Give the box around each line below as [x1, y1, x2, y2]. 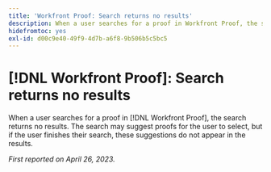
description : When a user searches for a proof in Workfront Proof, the [8, 19, 258, 27]
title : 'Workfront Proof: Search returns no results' [8, 11, 194, 20]
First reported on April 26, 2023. [8, 154, 115, 164]
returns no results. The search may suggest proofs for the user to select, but [8, 122, 263, 132]
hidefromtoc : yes [8, 27, 67, 35]
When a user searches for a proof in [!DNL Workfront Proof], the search [8, 113, 247, 123]
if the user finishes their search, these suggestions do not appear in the [8, 130, 246, 140]
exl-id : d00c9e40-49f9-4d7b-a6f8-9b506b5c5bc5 [8, 34, 168, 43]
